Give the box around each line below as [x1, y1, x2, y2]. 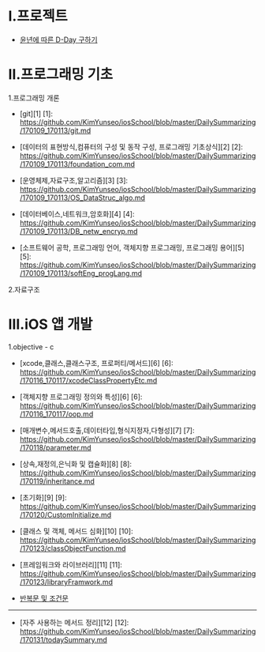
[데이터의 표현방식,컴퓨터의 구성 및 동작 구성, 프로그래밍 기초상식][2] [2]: [19, 141, 243, 151]
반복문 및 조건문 [19, 594, 69, 603]
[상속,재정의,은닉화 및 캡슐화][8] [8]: [19, 459, 132, 469]
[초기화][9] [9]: [19, 492, 67, 502]
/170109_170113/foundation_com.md [19, 159, 136, 168]
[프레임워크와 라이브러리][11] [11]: [19, 560, 122, 569]
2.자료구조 [8, 285, 41, 294]
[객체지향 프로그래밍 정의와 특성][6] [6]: [19, 392, 143, 401]
